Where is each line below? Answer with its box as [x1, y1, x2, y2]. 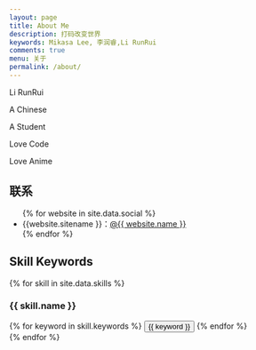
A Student [9, 121, 46, 131]
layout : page [9, 12, 58, 22]
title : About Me [9, 21, 69, 30]
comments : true [9, 46, 66, 55]
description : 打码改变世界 [9, 29, 101, 38]
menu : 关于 [9, 54, 47, 63]
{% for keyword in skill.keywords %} [9, 321, 142, 331]
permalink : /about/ [9, 63, 82, 72]
